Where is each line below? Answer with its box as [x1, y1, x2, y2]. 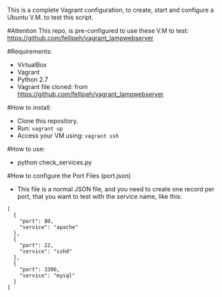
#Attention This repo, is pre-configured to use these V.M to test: [7, 27, 189, 35]
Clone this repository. [17, 117, 79, 125]
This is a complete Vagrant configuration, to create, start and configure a [7, 6, 214, 14]
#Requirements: [7, 48, 52, 55]
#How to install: [7, 104, 52, 111]
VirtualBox [17, 61, 47, 68]
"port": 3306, [19, 266, 60, 273]
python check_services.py [17, 158, 92, 166]
